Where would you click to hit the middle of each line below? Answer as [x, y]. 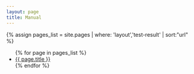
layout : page [23, 12]
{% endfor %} [32, 65]
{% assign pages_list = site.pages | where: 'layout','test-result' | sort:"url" [97, 34]
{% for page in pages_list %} [51, 52]
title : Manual [24, 17]
